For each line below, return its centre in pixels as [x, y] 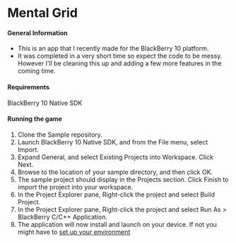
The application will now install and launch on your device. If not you [117, 224]
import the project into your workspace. [75, 187]
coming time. [37, 71]
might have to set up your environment [74, 232]
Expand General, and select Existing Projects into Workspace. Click [116, 157]
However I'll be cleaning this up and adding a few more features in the [119, 63]
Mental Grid [42, 13]
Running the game [35, 119]
